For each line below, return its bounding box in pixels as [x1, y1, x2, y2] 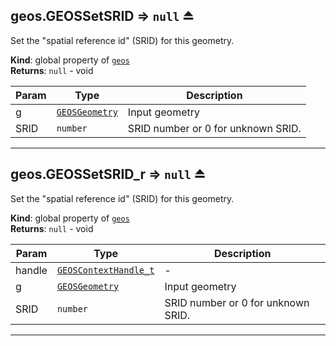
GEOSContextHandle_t [56, 264, 155, 276]
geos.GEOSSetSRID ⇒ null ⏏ [10, 8, 195, 25]
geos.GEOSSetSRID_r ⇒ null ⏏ [10, 166, 207, 183]
